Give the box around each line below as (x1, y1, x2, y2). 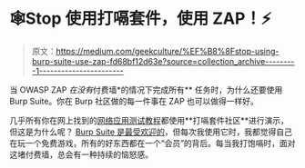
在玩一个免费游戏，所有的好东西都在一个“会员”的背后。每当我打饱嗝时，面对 (9, 137, 296, 148)
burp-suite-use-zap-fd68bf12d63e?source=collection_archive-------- (31, 55, 295, 66)
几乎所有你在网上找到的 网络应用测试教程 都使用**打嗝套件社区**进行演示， (9, 114, 290, 125)
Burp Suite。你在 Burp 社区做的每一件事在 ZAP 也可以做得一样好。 (9, 95, 259, 106)
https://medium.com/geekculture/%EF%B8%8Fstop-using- (56, 45, 280, 56)
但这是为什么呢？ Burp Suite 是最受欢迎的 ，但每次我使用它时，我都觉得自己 (9, 126, 293, 137)
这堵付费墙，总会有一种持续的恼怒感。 (9, 149, 153, 160)
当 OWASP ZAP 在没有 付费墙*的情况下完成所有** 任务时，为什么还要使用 (9, 84, 283, 95)
